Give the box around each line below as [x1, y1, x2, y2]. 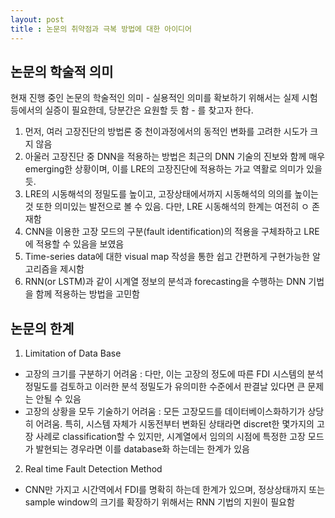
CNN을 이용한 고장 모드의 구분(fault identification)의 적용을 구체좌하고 [24, 226, 302, 238]
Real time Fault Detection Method [24, 463, 163, 475]
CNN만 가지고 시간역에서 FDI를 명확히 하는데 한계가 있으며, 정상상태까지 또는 [24, 484, 326, 496]
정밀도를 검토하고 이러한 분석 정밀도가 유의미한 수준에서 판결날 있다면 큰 [24, 381, 306, 393]
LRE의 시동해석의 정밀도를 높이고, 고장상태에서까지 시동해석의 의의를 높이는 [24, 188, 319, 200]
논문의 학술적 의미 [10, 63, 114, 80]
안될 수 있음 [35, 393, 82, 405]
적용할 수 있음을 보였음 [35, 238, 125, 250]
